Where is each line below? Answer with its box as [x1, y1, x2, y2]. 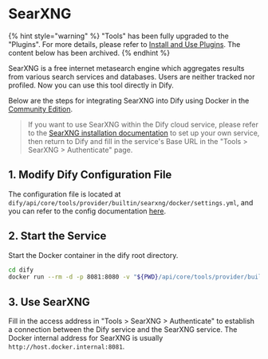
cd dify [8, 266, 34, 274]
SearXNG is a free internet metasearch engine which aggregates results [8, 63, 245, 72]
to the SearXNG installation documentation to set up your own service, [27, 128, 260, 138]
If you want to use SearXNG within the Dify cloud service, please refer [27, 119, 259, 129]
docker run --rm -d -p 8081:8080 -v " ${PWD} [8, 273, 159, 281]
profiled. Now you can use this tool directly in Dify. [8, 80, 174, 90]
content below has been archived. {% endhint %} [8, 48, 170, 57]
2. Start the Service [8, 229, 107, 243]
